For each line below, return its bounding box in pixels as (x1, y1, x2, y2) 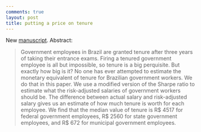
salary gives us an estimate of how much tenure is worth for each (20, 100, 185, 107)
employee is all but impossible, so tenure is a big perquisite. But (20, 61, 180, 68)
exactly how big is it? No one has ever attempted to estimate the (20, 68, 182, 75)
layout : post (5, 15, 39, 21)
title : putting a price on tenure (5, 20, 94, 26)
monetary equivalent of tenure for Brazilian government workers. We (20, 74, 192, 82)
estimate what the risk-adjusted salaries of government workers (20, 87, 181, 94)
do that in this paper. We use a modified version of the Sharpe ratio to (20, 81, 195, 88)
